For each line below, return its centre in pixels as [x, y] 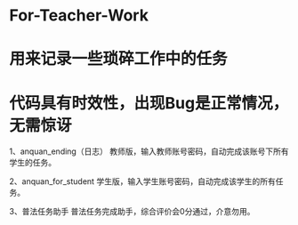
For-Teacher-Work [79, 16]
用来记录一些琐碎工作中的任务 [119, 59]
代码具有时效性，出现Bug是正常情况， [149, 103]
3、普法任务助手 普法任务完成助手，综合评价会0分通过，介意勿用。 [132, 212]
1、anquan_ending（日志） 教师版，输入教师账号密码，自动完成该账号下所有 [149, 151]
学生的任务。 [32, 163]
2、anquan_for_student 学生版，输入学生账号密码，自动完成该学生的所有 [142, 181]
